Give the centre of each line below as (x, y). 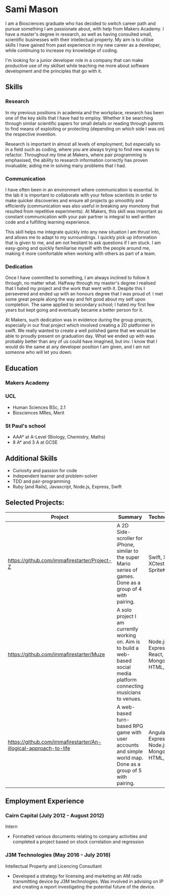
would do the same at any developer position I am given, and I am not (78, 347)
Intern (11, 826)
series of (127, 570)
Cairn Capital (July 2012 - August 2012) (55, 816)
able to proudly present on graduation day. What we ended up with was (80, 336)
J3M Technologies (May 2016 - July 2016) (58, 855)
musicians (129, 692)
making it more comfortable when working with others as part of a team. (81, 253)
